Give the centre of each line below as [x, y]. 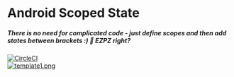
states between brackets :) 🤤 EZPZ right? [69, 40]
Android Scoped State [73, 13]
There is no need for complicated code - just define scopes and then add [117, 32]
